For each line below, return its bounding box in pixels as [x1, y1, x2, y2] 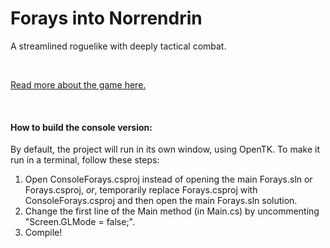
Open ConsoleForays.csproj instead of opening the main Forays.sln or [24, 173, 313, 186]
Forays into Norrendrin [10, 7, 203, 30]
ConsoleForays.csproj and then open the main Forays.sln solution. [24, 195, 298, 207]
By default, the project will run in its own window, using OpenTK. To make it [10, 143, 320, 156]
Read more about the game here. [10, 78, 147, 91]
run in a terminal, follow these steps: [10, 154, 160, 166]
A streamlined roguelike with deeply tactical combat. [10, 40, 227, 52]
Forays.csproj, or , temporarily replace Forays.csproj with [24, 184, 258, 196]
